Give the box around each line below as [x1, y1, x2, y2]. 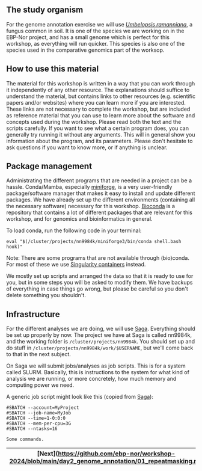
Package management [6, 161, 92, 171]
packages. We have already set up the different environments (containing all [6, 196, 195, 203]
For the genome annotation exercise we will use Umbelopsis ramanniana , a [6, 20, 193, 28]
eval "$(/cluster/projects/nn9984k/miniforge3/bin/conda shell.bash [6, 239, 182, 245]
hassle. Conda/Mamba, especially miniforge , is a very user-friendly [6, 183, 173, 191]
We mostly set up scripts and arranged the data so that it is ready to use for [6, 272, 194, 280]
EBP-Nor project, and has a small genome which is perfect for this [6, 33, 170, 41]
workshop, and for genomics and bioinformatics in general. [6, 215, 153, 223]
